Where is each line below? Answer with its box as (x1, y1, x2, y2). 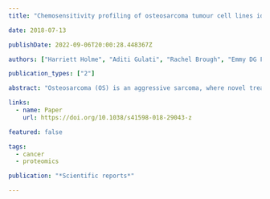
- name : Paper (15, 106, 63, 114)
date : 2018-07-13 (8, 26, 67, 35)
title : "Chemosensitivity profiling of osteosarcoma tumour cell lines (8, 11, 253, 20)
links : (8, 99, 31, 107)
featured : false (8, 128, 63, 136)
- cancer (15, 150, 45, 158)
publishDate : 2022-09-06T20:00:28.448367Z (8, 41, 153, 49)
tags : (8, 142, 27, 151)
